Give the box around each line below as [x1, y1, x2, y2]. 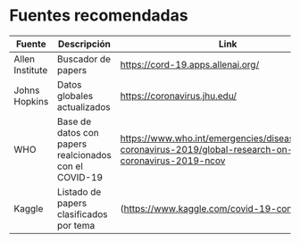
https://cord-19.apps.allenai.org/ [120, 58, 260, 71]
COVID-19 [56, 171, 104, 183]
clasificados [56, 207, 109, 220]
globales [56, 89, 94, 102]
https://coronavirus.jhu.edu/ [120, 89, 237, 102]
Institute [13, 63, 48, 76]
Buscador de [56, 53, 112, 65]
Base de [56, 115, 92, 128]
